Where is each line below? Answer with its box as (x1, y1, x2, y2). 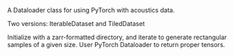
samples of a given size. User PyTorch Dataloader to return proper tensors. (7, 41, 226, 48)
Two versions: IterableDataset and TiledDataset (7, 20, 145, 27)
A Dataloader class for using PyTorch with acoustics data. (7, 6, 175, 14)
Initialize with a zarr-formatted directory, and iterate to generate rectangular (7, 33, 227, 41)
